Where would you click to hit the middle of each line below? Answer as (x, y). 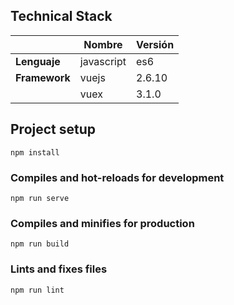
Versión (155, 44)
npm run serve (40, 198)
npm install (35, 152)
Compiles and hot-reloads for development (117, 177)
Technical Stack (61, 16)
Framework (43, 77)
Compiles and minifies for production (102, 223)
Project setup (53, 129)
